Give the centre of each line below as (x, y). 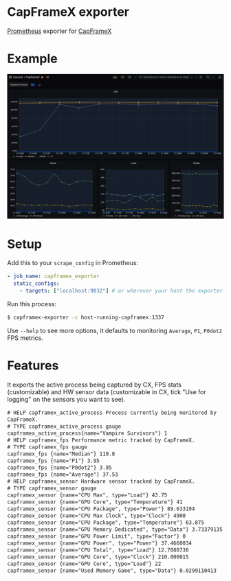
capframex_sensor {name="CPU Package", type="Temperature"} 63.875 (106, 523)
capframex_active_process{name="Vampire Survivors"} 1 (87, 433)
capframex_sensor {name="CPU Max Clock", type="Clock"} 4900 (97, 516)
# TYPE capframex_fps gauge (47, 447)
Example (32, 59)
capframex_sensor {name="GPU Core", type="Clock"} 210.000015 (98, 557)
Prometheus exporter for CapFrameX (59, 31)
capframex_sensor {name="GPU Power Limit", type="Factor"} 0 (97, 536)
